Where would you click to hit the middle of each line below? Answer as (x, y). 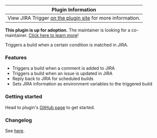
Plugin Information (74, 10)
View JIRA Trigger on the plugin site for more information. (74, 18)
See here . (15, 131)
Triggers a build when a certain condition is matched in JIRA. (67, 45)
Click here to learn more (53, 35)
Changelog (18, 120)
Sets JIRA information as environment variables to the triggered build (82, 84)
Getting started (24, 97)
